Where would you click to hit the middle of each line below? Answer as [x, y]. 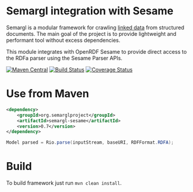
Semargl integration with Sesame [90, 11]
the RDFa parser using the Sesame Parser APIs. [64, 58]
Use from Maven [48, 94]
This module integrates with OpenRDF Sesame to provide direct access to [96, 51]
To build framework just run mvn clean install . [64, 183]
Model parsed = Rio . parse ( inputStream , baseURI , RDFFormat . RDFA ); [90, 143]
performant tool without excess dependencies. [63, 40]
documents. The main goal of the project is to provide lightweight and [91, 33]
